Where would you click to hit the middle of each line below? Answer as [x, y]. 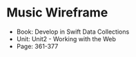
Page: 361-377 [37, 46]
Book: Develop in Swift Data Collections [73, 32]
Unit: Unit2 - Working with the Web [66, 38]
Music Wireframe [57, 13]
